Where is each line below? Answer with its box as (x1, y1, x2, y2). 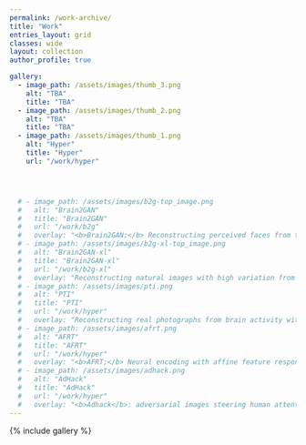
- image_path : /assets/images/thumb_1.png (17, 131, 181, 141)
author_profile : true (9, 56, 92, 65)
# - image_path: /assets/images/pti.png (17, 281, 173, 291)
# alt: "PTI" (17, 290, 76, 299)
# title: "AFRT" (17, 340, 88, 350)
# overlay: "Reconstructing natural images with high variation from (17, 273, 296, 282)
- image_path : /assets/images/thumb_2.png (17, 106, 181, 115)
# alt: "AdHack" (17, 375, 88, 384)
